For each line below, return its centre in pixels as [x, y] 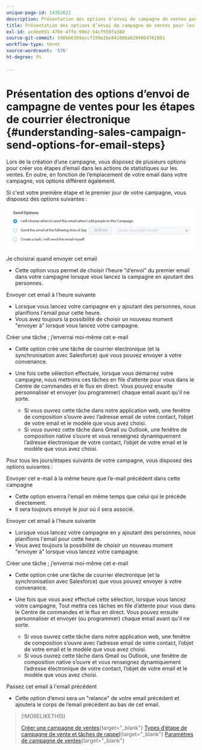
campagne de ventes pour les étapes [101, 107]
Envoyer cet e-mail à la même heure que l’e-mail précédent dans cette [93, 478]
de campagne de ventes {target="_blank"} [73, 741]
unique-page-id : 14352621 [38, 13]
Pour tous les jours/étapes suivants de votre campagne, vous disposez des [99, 460]
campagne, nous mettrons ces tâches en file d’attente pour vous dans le [104, 380]
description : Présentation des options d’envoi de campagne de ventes [96, 19]
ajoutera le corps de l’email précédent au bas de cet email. [87, 705]
